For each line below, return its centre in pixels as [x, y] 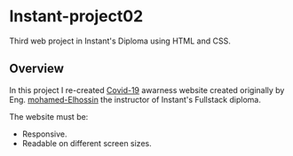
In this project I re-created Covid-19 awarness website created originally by [147, 90]
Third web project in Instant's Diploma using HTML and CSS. [120, 41]
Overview [37, 69]
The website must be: [49, 116]
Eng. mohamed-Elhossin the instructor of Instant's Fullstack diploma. [135, 99]
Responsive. [44, 134]
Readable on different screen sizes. [87, 143]
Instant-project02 [76, 16]
